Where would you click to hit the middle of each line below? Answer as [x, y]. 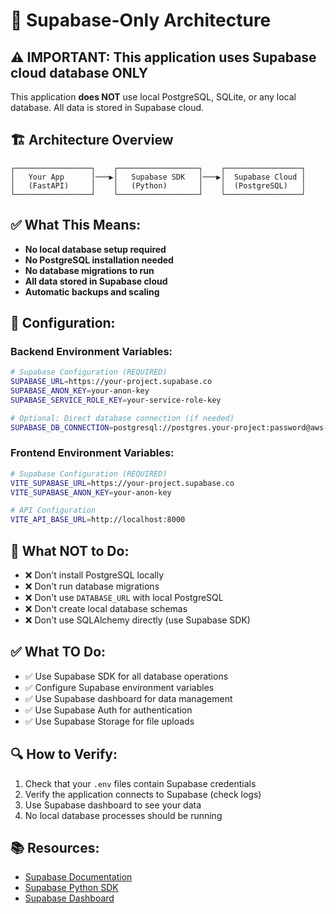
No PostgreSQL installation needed [99, 260]
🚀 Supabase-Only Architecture [141, 20]
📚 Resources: [55, 848]
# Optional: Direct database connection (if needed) [122, 418]
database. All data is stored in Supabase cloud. [107, 107]
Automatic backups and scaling [92, 291]
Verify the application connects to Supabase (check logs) [143, 794]
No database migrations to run [89, 270]
